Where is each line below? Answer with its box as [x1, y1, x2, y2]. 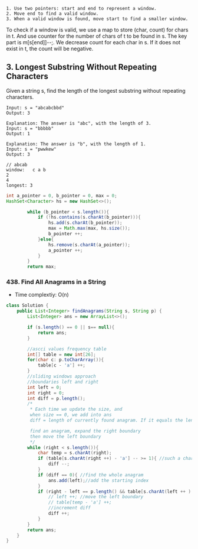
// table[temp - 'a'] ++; [48, 499, 112, 505]
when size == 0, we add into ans [29, 412, 112, 418]
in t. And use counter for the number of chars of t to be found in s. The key [6, 33, 187, 40]
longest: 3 [6, 182, 33, 189]
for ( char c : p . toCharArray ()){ [27, 357, 104, 363]
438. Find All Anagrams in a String [6, 278, 106, 286]
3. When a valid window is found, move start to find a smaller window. [6, 16, 189, 22]
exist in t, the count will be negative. [6, 45, 94, 52]
